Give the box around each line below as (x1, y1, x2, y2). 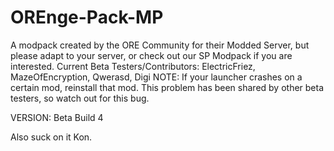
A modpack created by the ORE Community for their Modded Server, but (10, 39, 310, 51)
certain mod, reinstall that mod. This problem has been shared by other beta (10, 81, 325, 93)
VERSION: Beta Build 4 (10, 111, 104, 123)
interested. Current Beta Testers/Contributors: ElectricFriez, (10, 60, 256, 72)
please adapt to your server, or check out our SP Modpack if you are (10, 49, 293, 61)
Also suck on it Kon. (10, 131, 93, 143)
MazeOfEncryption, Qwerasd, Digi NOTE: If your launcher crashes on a (10, 71, 303, 83)
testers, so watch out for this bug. (10, 92, 150, 104)
